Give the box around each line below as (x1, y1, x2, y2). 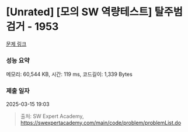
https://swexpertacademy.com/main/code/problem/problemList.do (20, 119, 182, 126)
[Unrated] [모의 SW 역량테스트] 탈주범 (6, 5, 183, 19)
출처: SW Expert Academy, (20, 112, 84, 120)
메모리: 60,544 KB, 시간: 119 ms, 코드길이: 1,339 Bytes (6, 71, 133, 78)
